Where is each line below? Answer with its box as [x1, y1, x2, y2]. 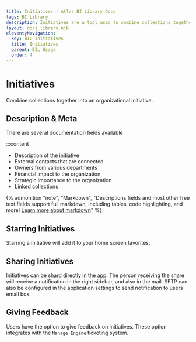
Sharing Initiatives [6, 256, 74, 266]
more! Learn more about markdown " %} [6, 207, 102, 214]
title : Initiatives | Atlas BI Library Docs [6, 8, 116, 15]
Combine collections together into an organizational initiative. [6, 97, 153, 104]
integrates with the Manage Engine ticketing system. [6, 329, 129, 336]
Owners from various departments [14, 165, 98, 172]
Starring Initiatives [6, 224, 75, 234]
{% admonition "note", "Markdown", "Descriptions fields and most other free [6, 194, 190, 201]
